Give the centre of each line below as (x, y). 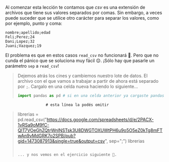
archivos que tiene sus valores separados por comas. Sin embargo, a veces (84, 13)
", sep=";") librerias (125, 141)
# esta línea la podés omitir (77, 105)
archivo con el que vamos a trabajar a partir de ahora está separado (88, 81)
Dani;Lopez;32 (20, 41)
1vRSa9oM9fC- (33, 125)
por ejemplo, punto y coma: (34, 23)
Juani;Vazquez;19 (23, 46)
